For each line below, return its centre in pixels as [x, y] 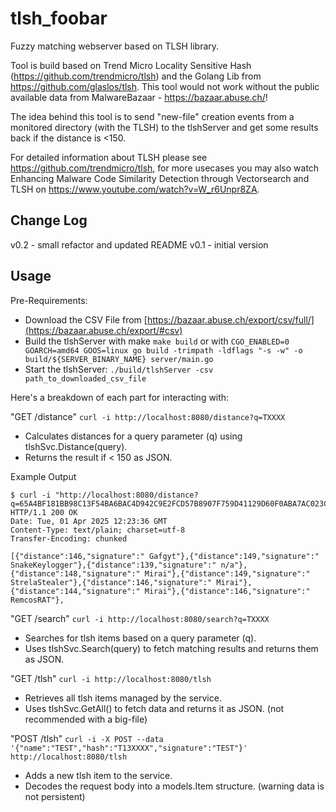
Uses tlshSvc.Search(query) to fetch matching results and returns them [171, 648]
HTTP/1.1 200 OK [44, 512]
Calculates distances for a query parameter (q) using [133, 436]
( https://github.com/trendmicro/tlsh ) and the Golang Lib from [136, 76]
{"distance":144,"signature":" [75, 591]
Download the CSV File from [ [86, 319]
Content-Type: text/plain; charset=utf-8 [98, 530]
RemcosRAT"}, [37, 600]
